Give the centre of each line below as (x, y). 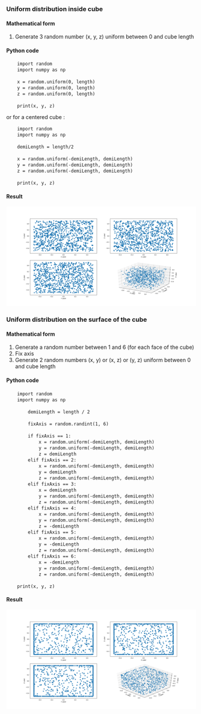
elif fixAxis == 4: (52, 508)
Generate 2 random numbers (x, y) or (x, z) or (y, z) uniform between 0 (103, 360)
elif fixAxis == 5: (52, 532)
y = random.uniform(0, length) (56, 88)
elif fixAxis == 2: (52, 460)
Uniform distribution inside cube (55, 9)
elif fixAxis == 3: (52, 484)
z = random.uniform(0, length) (56, 94)
